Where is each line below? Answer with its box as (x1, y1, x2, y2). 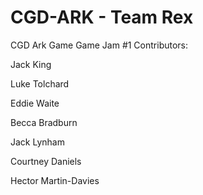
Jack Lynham (10, 136, 65, 148)
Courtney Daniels (10, 155, 82, 167)
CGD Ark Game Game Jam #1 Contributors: (10, 39, 189, 51)
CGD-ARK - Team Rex (10, 6, 194, 29)
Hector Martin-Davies (10, 174, 100, 186)
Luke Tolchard (10, 77, 70, 90)
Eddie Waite (10, 97, 60, 109)
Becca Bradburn (10, 116, 78, 128)
